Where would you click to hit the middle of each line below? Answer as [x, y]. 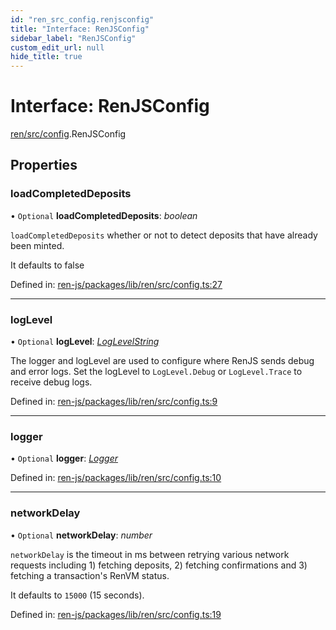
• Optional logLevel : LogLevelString [85, 342]
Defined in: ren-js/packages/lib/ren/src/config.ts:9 [114, 402]
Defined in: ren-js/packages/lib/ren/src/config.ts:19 [116, 614]
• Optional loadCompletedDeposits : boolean [104, 215]
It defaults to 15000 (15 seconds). [77, 595]
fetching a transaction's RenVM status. [90, 575]
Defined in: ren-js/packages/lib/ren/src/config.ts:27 [116, 284]
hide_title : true [46, 57]
